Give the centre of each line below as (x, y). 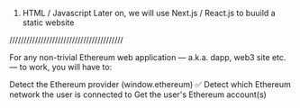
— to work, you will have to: (61, 67)
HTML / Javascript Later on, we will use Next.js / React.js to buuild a (149, 13)
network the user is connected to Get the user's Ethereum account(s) (138, 94)
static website (48, 22)
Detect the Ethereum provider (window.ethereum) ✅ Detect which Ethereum (150, 84)
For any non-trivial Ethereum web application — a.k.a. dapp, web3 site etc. (148, 57)
